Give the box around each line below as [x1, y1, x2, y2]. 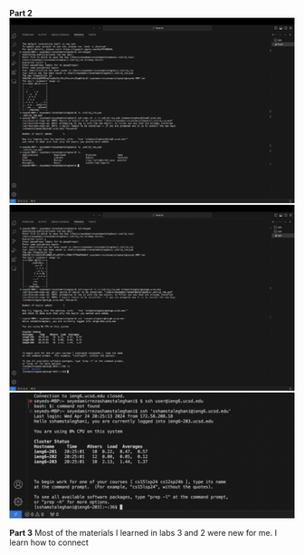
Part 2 [9, 8, 33, 18]
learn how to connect [9, 537, 89, 548]
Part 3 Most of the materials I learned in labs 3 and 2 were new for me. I [9, 528, 278, 539]
